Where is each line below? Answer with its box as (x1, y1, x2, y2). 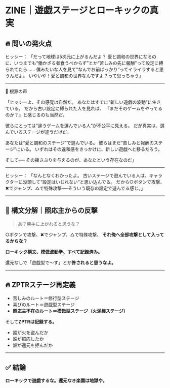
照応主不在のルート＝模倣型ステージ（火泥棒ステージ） (12, 308, 128, 314)
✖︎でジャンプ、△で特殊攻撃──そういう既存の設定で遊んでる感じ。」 (5, 185, 146, 191)
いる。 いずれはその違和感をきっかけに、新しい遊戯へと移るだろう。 (20, 146, 163, 152)
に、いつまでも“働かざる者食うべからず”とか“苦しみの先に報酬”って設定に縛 (5, 60, 163, 66)
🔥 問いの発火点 (5, 39, 52, 48)
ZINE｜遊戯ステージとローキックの (5, 5, 150, 16)
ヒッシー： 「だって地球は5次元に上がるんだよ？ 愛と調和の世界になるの (5, 54, 157, 59)
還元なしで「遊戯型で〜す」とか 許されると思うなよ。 (5, 259, 116, 265)
